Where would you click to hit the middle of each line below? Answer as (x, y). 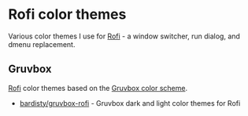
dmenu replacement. (42, 44)
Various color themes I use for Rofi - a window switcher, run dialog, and (124, 36)
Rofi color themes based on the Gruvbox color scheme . (98, 88)
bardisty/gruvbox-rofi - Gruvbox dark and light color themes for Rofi (130, 103)
